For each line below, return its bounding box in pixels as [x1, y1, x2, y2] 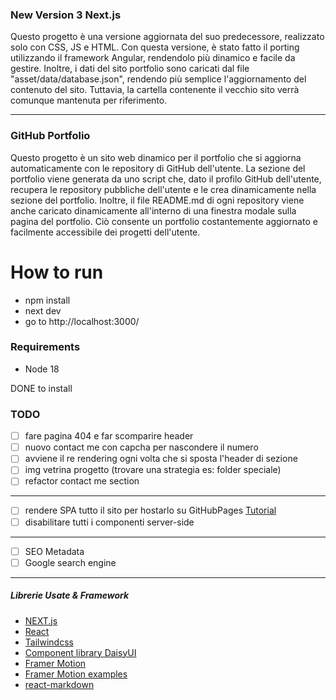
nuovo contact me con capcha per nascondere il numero [24, 441, 259, 453]
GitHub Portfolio [10, 129, 91, 143]
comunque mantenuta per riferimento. [10, 94, 168, 107]
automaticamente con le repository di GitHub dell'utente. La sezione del [10, 162, 306, 174]
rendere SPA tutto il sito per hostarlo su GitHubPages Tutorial [24, 504, 277, 517]
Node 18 [24, 363, 60, 375]
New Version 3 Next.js [10, 8, 122, 22]
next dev [24, 304, 62, 317]
